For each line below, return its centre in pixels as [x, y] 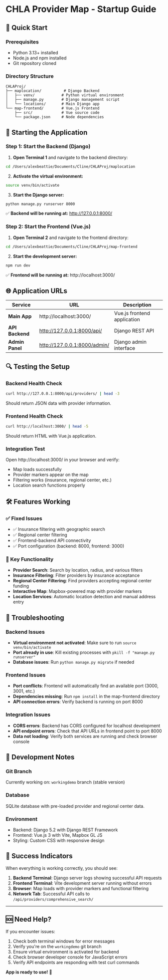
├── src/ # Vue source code [57, 113]
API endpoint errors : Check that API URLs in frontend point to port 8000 [87, 731]
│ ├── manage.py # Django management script [63, 100]
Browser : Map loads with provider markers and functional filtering [81, 888]
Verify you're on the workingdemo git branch [57, 946]
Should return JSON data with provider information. [59, 403]
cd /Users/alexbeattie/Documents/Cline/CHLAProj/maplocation [71, 166]
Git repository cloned [35, 63]
